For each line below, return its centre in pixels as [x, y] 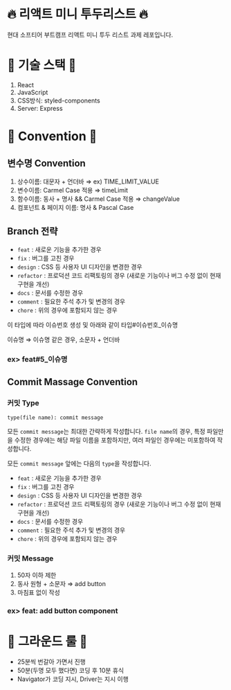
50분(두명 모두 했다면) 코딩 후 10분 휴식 [71, 671]
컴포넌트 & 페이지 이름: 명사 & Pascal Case [75, 207]
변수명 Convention [47, 163]
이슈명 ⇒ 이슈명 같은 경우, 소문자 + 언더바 [64, 339]
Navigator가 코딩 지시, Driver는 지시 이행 [73, 679]
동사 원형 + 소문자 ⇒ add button [61, 583]
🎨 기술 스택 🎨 [42, 65]
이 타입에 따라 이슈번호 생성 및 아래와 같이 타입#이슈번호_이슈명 [93, 325]
